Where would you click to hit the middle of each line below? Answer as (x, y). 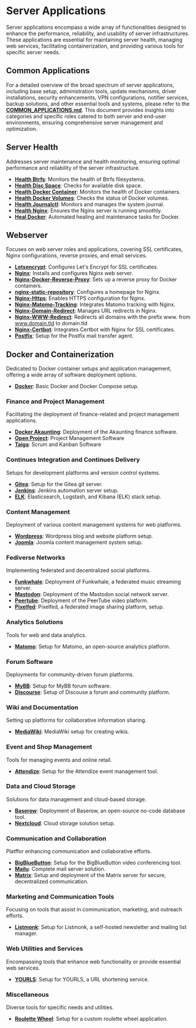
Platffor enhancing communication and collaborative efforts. (79, 851)
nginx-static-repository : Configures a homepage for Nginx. (87, 292)
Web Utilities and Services (45, 948)
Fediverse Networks (36, 558)
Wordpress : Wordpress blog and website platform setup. (84, 536)
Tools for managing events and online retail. (59, 760)
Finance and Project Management (55, 402)
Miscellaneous (27, 994)
